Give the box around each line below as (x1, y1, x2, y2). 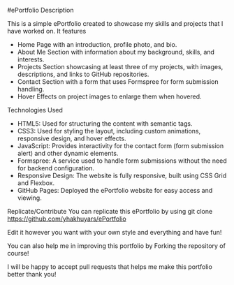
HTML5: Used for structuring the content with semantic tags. (17, 119, 193, 128)
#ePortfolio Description (7, 6, 74, 14)
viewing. (17, 193, 42, 202)
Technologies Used (7, 106, 63, 114)
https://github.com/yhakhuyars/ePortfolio (7, 214, 127, 223)
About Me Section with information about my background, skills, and (17, 48, 215, 56)
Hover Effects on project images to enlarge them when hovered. (17, 92, 202, 101)
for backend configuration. (17, 164, 94, 172)
